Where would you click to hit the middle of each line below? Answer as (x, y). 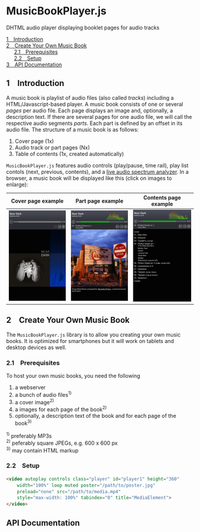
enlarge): (17, 184)
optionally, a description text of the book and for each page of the (96, 415)
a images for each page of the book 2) (61, 409)
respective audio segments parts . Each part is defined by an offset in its (94, 123)
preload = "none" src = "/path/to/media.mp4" (69, 491)
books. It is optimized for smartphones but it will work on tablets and (90, 341)
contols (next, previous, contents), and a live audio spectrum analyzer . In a (98, 172)
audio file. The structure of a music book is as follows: (72, 129)
